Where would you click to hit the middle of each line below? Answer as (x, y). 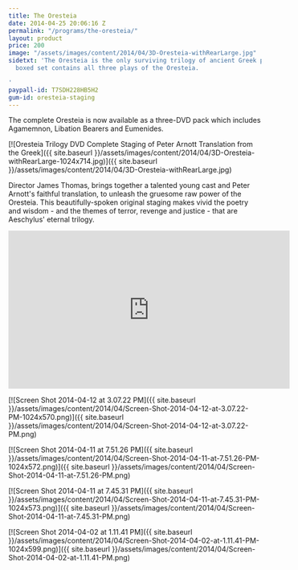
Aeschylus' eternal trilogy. (51, 220)
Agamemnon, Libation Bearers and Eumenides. (86, 128)
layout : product (35, 38)
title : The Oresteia (43, 16)
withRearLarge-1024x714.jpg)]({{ (63, 161)
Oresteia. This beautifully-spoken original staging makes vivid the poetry (129, 202)
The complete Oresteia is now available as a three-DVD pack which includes (135, 120)
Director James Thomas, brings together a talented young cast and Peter (129, 185)
